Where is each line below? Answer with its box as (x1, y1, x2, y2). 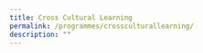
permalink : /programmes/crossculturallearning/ (9, 22, 195, 31)
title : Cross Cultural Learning (9, 13, 133, 22)
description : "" (9, 30, 71, 39)
